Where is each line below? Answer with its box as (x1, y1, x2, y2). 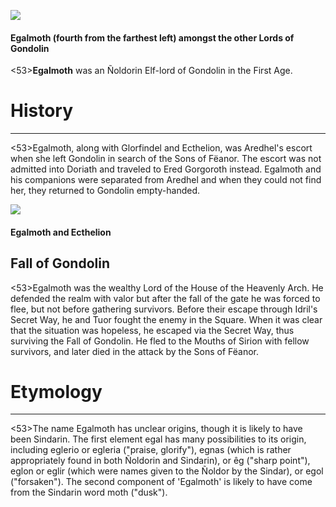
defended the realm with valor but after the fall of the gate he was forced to (10, 292, 321, 304)
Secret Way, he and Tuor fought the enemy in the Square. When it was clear (10, 313, 323, 325)
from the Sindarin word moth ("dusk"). (10, 486, 168, 499)
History (10, 100, 74, 122)
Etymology (10, 380, 103, 403)
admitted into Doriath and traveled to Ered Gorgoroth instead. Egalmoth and (10, 163, 322, 175)
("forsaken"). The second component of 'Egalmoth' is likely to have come (10, 476, 313, 488)
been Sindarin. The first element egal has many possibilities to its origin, (10, 433, 307, 445)
